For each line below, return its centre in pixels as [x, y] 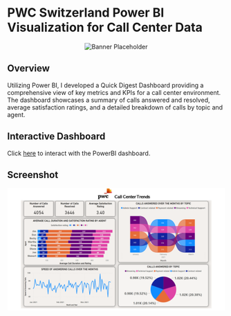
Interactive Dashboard [56, 137]
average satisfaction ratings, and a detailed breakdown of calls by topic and [115, 107]
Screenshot [33, 175]
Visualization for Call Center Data [105, 27]
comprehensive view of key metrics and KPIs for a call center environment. [114, 92]
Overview [29, 68]
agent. [16, 114]
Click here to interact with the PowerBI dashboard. [79, 153]
